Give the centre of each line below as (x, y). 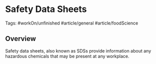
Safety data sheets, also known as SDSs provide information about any (78, 50)
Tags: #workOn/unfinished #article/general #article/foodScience (72, 23)
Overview (21, 39)
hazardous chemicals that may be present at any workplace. (67, 56)
